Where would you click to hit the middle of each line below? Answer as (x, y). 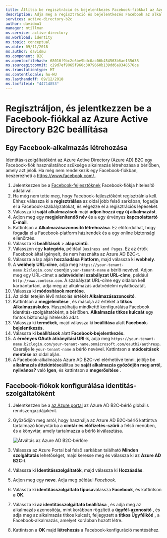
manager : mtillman (25, 28)
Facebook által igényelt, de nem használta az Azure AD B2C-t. (76, 254)
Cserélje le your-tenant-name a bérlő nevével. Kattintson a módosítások (86, 349)
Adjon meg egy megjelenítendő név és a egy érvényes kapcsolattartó (85, 217)
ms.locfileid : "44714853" (32, 84)
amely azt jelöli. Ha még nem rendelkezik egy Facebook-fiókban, (72, 170)
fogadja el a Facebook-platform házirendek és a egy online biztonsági (84, 233)
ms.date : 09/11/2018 (27, 47)
